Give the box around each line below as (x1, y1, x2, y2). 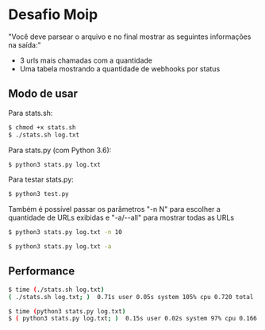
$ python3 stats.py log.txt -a (8, 243, 112, 251)
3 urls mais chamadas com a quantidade (19, 56, 153, 65)
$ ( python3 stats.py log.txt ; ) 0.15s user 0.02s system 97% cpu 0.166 (8, 315, 258, 323)
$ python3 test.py (8, 190, 69, 198)
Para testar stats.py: (8, 175, 74, 184)
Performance (8, 264, 75, 278)
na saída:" (8, 40, 41, 49)
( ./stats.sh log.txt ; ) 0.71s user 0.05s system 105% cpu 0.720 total (8, 293, 254, 301)
